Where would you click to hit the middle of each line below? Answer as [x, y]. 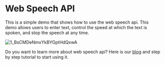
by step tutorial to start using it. [37, 57]
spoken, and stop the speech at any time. [47, 32]
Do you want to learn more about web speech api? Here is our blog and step [83, 52]
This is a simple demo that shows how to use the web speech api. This [77, 22]
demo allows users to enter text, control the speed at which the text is [76, 27]
